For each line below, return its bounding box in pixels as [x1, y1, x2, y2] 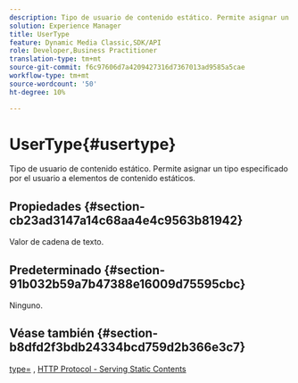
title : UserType [9, 29, 70, 38]
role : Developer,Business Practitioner [9, 46, 158, 55]
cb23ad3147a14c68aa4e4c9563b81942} [9, 212, 244, 228]
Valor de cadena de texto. [9, 237, 104, 247]
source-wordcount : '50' [9, 79, 98, 88]
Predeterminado [9, 262, 102, 278]
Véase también [9, 326, 95, 341]
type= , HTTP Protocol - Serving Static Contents [9, 363, 186, 374]
